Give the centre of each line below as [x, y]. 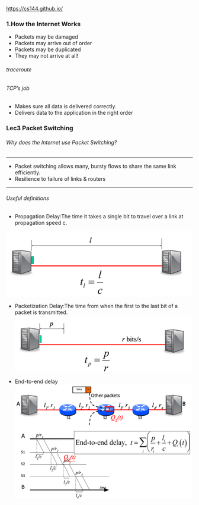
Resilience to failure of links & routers [60, 179]
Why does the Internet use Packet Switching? [62, 142]
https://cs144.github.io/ [35, 9]
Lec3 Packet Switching [40, 128]
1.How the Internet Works [44, 24]
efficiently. [28, 172]
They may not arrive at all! [46, 56]
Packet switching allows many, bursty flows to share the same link [95, 167]
